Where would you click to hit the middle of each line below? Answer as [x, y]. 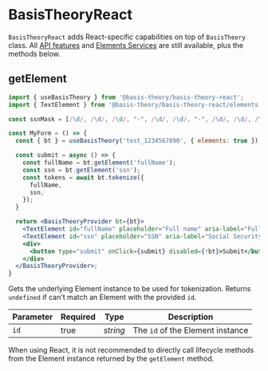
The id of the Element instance [191, 330]
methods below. [35, 53]
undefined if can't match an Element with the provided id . [102, 298]
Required [78, 317]
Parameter [33, 317]
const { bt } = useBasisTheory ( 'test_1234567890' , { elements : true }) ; [139, 141]
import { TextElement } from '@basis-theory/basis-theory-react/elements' [135, 105]
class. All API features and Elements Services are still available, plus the [126, 45]
